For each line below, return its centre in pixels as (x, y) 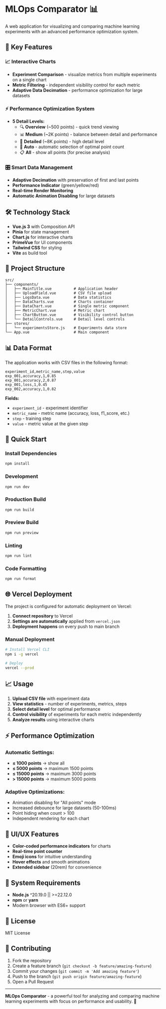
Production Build (25, 499)
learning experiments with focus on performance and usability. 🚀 (71, 1001)
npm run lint (19, 556)
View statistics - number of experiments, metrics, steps (69, 703)
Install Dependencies (31, 453)
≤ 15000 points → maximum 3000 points (54, 774)
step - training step (32, 418)
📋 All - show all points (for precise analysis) (65, 152)
